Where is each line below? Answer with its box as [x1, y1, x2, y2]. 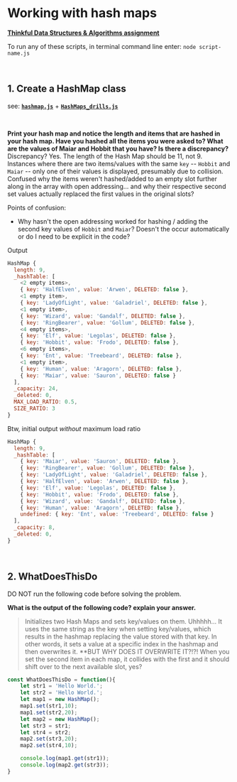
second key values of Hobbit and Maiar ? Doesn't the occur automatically [17, 224, 230, 233]
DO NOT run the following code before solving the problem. [7, 590, 182, 598]
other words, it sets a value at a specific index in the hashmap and [24, 639, 219, 648]
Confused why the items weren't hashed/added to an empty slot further [7, 174, 218, 183]
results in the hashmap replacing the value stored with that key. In [24, 632, 217, 641]
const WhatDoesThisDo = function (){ [7, 676, 116, 683]
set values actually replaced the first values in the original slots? [7, 190, 194, 198]
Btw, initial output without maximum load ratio [7, 424, 140, 433]
